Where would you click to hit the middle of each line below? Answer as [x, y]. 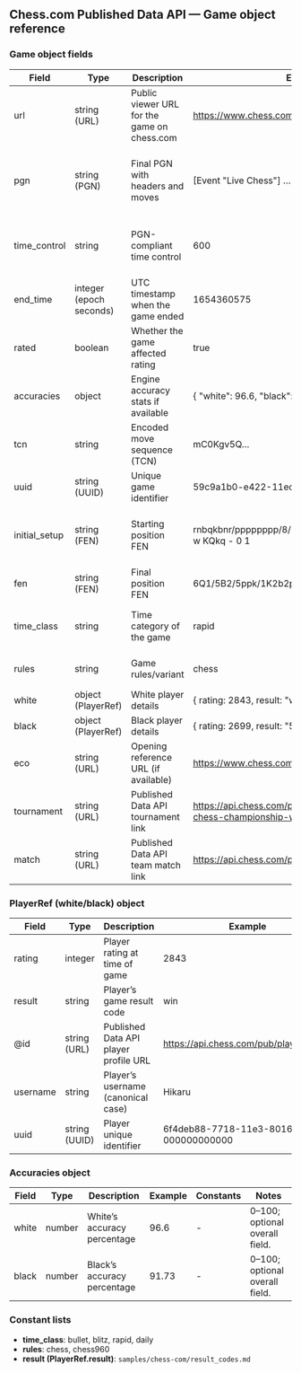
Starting [148, 524]
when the [150, 304]
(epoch [90, 299]
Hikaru [176, 1092]
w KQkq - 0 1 [221, 541]
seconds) [95, 311]
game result [129, 1000]
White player [158, 694]
